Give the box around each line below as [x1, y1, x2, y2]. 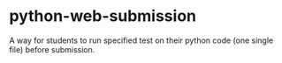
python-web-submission [9, 6, 197, 26]
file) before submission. [9, 44, 95, 54]
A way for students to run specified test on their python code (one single [9, 35, 274, 45]
